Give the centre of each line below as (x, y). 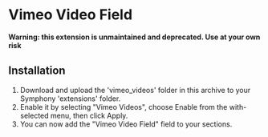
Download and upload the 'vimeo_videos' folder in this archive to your (135, 90)
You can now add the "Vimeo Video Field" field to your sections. (126, 124)
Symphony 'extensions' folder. (70, 99)
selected (35, 115)
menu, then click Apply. (89, 115)
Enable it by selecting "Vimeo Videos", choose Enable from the (124, 107)
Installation (37, 71)
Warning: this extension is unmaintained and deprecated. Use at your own (134, 37)
